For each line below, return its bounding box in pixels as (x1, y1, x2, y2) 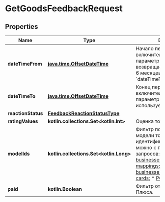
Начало (136, 45, 154, 52)
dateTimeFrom (7, 61, 43, 67)
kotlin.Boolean (47, 186, 82, 192)
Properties (5, 22, 38, 31)
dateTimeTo (7, 93, 36, 99)
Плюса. (136, 189, 154, 196)
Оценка (136, 118, 154, 125)
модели (136, 132, 155, 138)
